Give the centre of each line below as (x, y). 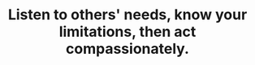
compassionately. (127, 49)
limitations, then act (127, 32)
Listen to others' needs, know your (127, 15)
